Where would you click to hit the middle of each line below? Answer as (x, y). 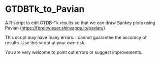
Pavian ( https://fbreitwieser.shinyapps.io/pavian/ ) (55, 28)
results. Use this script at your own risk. (45, 42)
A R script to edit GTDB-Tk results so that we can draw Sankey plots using (80, 23)
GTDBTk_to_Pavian (45, 9)
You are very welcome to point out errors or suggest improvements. (74, 52)
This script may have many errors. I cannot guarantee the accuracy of (76, 37)
